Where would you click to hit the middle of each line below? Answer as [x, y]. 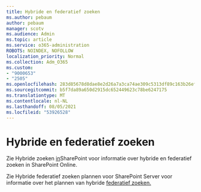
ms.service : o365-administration [48, 46]
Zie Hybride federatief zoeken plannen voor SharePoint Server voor [89, 176]
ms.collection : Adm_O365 [37, 62]
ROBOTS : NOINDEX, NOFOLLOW [40, 51]
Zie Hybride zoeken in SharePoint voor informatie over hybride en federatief [99, 158]
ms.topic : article [29, 40]
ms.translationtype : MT [36, 95]
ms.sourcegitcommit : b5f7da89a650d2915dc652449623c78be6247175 [87, 90]
